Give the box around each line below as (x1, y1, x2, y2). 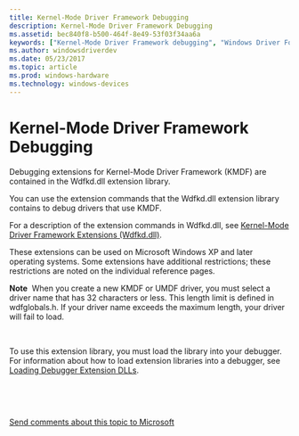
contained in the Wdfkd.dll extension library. (9, 176, 171, 186)
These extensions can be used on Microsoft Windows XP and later (9, 246, 254, 257)
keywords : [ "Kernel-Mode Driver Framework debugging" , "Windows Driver (9, 37, 280, 47)
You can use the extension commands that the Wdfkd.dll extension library (9, 193, 280, 203)
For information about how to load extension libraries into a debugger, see (9, 355, 280, 366)
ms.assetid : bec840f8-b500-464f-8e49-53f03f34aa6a (9, 29, 201, 38)
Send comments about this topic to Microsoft (9, 416, 175, 427)
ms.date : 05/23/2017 (9, 54, 86, 63)
